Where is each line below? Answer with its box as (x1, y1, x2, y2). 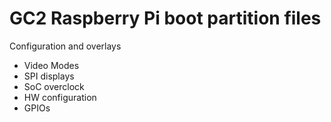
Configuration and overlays (9, 40, 122, 52)
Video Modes (23, 59, 80, 71)
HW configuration (23, 91, 97, 103)
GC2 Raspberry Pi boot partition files (9, 7, 322, 30)
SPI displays (23, 70, 75, 82)
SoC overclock (23, 80, 85, 92)
